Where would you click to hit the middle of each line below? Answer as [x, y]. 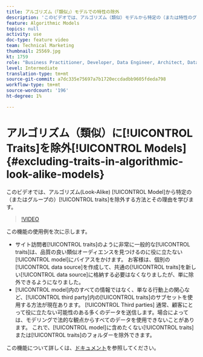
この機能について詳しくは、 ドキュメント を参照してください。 [83, 347]
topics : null [23, 29]
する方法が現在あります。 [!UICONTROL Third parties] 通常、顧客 [101, 304]
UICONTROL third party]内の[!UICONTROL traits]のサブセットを [108, 297]
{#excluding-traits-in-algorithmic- [95, 161]
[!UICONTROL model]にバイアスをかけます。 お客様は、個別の [92, 259]
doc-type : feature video [37, 40]
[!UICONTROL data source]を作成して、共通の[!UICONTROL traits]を [100, 267]
